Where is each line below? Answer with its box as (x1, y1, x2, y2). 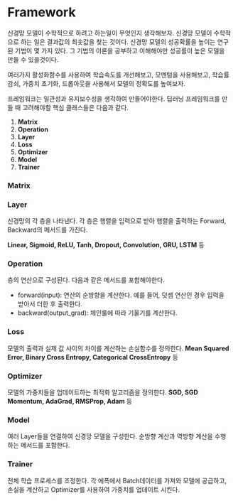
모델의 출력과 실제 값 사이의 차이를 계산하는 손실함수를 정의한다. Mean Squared (7, 344, 229, 352)
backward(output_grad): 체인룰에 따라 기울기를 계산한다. (17, 308, 178, 317)
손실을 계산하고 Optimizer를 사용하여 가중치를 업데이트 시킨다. (7, 485, 180, 494)
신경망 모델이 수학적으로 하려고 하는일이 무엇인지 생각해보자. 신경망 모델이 (7, 28, 212, 37)
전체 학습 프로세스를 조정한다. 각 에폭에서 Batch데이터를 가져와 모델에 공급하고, (7, 476, 227, 485)
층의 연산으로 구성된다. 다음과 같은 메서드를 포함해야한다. (7, 276, 165, 284)
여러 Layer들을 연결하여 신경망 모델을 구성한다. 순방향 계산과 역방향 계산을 (7, 432, 213, 441)
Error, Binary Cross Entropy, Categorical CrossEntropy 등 (7, 352, 179, 361)
